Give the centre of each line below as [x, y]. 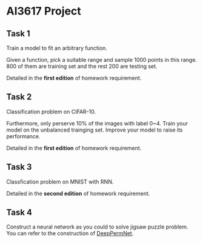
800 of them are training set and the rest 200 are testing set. [82, 66]
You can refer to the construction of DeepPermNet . [70, 233]
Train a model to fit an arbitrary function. [57, 48]
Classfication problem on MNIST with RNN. [60, 181]
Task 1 [18, 34]
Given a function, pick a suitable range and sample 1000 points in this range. [102, 60]
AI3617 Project [44, 11]
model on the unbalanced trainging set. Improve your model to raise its [95, 130]
